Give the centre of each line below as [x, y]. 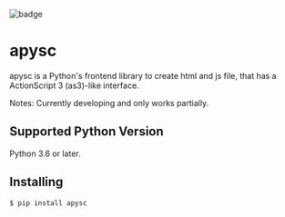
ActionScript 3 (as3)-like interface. [74, 85]
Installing [36, 182]
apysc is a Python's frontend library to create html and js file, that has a [143, 75]
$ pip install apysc [49, 203]
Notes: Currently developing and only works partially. [109, 103]
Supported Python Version [87, 132]
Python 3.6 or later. [45, 153]
